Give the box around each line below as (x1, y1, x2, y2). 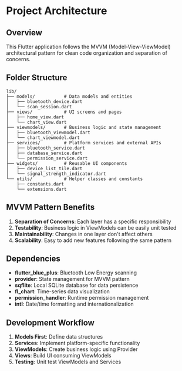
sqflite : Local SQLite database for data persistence (14, 281, 139, 289)
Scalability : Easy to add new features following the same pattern (14, 237, 172, 244)
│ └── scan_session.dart (6, 104, 72, 110)
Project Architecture (6, 4, 107, 18)
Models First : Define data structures (14, 333, 103, 340)
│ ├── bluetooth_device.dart (6, 98, 83, 104)
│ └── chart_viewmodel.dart (6, 134, 80, 141)
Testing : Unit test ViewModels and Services (14, 358, 122, 366)
